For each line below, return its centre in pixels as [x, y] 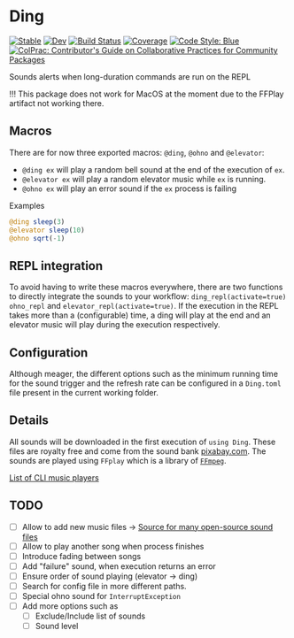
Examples [27, 205]
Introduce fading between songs [81, 556]
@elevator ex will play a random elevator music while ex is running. [144, 179]
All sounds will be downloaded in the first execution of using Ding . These [143, 442]
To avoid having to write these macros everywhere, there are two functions [146, 287]
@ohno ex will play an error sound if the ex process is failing [129, 188]
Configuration [49, 353]
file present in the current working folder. [84, 392]
